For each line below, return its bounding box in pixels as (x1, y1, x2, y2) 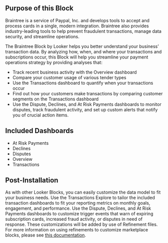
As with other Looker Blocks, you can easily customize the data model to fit (5, 189, 161, 196)
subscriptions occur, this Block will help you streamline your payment (5, 54, 148, 60)
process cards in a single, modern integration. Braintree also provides (5, 23, 149, 29)
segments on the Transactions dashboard (12, 96, 99, 102)
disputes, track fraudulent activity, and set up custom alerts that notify (12, 106, 158, 112)
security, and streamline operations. (5, 33, 80, 39)
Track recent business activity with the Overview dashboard (12, 69, 137, 75)
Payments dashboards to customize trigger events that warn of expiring (5, 211, 153, 217)
